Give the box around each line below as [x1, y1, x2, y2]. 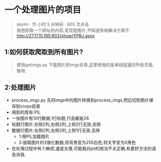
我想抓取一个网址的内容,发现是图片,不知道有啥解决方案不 [16, 27, 129, 33]
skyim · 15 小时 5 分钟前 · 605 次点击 [16, 21, 89, 27]
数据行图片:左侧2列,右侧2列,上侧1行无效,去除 [11, 127, 100, 133]
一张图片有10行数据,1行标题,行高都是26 [11, 115, 89, 121]
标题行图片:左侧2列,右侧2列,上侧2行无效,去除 [11, 121, 101, 127]
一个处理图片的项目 [4, 4, 81, 15]
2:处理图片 [4, 83, 37, 92]
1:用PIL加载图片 [18, 133, 49, 139]
